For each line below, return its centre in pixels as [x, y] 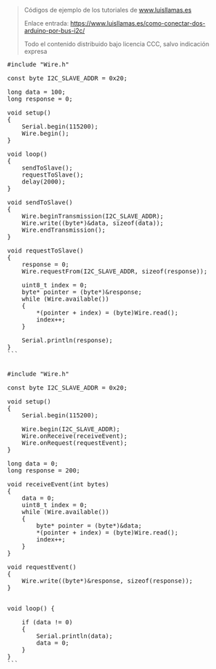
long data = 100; [36, 92]
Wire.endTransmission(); [63, 230]
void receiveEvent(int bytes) [58, 485]
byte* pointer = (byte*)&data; [89, 526]
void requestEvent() [42, 567]
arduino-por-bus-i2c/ [54, 31]
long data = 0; [33, 464]
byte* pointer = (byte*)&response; [82, 292]
